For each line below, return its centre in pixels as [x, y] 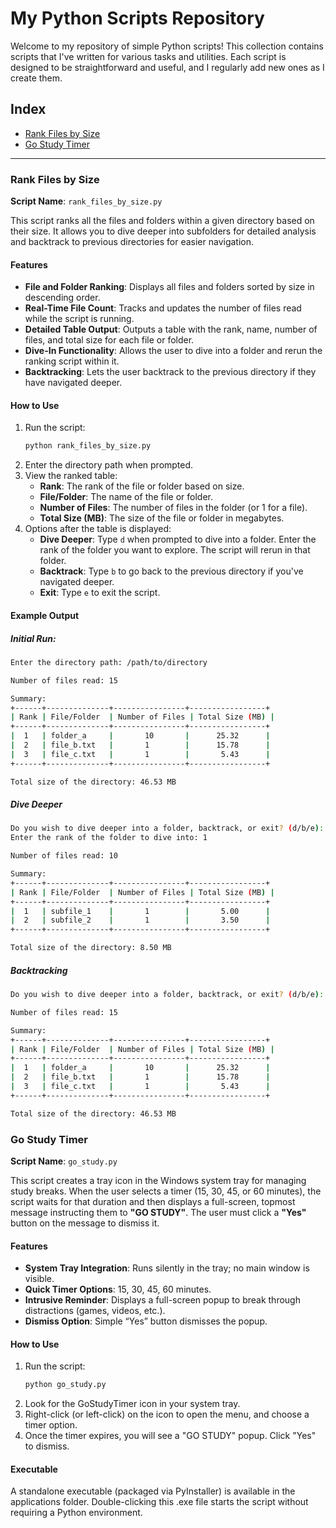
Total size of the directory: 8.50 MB [91, 948]
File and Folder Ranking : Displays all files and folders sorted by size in [169, 287]
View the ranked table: [71, 476]
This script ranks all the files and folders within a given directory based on [162, 221]
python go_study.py [65, 1385]
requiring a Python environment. [76, 1513]
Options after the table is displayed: [98, 529]
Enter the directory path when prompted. [109, 465]
